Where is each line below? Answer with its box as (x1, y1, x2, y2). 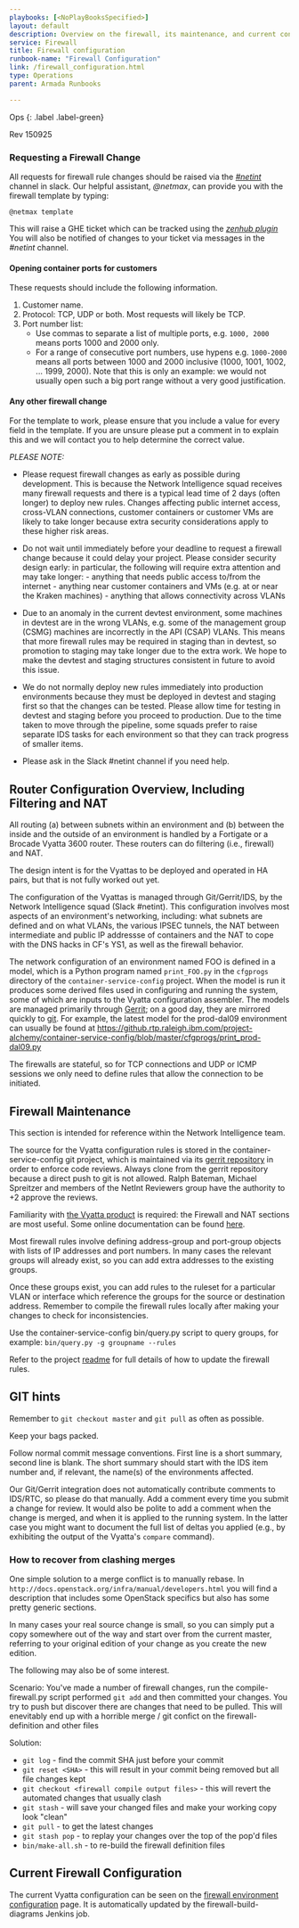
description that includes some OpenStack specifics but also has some (9, 1593, 270, 1604)
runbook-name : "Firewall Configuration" (9, 54, 162, 63)
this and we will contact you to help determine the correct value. (9, 434, 246, 446)
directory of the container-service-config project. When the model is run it (9, 975, 287, 986)
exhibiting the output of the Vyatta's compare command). (9, 1530, 215, 1542)
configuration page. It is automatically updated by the (9, 1899, 206, 1909)
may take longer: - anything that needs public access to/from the (21, 571, 261, 582)
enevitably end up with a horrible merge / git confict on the (9, 1711, 225, 1721)
